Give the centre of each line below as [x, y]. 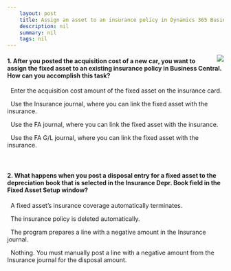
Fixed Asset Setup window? [47, 190]
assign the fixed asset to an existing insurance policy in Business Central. [114, 68]
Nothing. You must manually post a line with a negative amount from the [112, 252]
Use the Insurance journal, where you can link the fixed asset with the [109, 104]
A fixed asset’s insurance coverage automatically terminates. [96, 205]
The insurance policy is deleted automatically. [75, 219]
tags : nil [34, 39]
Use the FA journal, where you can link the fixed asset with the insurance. [114, 125]
